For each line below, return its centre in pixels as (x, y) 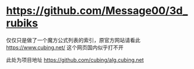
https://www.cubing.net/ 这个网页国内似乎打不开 (65, 47)
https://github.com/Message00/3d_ (97, 11)
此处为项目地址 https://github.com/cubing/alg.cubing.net (75, 60)
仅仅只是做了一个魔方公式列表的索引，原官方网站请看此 (73, 40)
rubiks (22, 23)
